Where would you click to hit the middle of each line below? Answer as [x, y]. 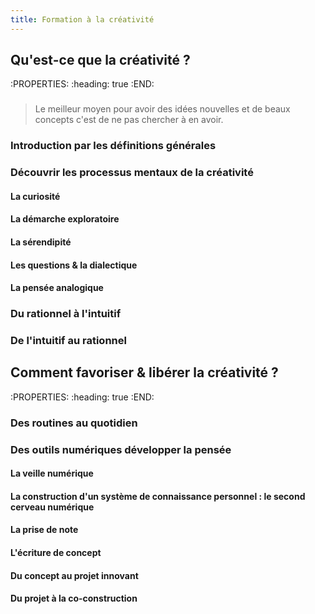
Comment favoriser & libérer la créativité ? [144, 372]
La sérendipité [41, 242]
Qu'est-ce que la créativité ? [100, 60]
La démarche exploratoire [65, 219]
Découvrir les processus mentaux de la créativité [132, 173]
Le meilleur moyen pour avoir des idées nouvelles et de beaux [162, 109]
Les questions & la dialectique [74, 265]
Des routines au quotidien [74, 423]
